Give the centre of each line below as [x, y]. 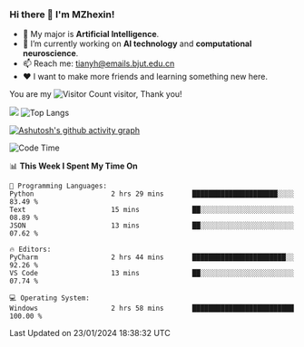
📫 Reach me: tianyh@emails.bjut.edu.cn [98, 63]
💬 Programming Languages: [58, 186]
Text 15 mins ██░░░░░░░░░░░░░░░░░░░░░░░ [152, 210]
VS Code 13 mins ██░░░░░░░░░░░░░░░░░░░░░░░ [152, 274]
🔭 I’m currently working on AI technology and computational [137, 43]
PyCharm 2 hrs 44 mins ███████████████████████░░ [152, 257]
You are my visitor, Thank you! [96, 94]
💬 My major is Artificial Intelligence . [91, 34]
